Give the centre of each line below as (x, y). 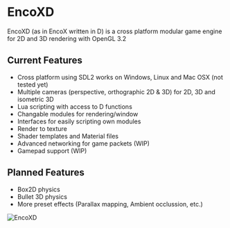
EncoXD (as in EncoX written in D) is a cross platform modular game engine (115, 31)
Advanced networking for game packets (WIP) (83, 143)
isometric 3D (35, 99)
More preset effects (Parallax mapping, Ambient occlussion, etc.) (110, 204)
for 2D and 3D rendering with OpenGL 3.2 (67, 38)
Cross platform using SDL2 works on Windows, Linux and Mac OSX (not (120, 77)
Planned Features (46, 173)
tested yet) (33, 85)
